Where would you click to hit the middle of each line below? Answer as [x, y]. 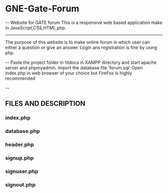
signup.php [19, 158]
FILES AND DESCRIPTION [45, 103]
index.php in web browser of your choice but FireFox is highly [69, 73]
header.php [19, 145]
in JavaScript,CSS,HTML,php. [36, 27]
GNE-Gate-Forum [42, 9]
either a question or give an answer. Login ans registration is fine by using [81, 47]
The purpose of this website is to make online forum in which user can [77, 42]
